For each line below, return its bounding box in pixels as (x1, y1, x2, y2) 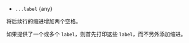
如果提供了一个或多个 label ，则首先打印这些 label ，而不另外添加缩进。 (6, 30, 187, 38)
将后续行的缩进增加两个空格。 (6, 18, 81, 25)
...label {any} (15, 5, 53, 12)
